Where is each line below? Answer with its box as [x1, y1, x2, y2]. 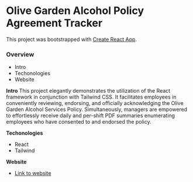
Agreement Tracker [6, 16, 103, 30]
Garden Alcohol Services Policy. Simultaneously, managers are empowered [6, 106, 188, 113]
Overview [6, 50, 35, 58]
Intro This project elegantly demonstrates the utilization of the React [6, 87, 171, 94]
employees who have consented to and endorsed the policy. [6, 118, 151, 125]
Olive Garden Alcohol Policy [6, 4, 144, 17]
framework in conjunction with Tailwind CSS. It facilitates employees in [6, 93, 177, 100]
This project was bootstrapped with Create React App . [6, 36, 137, 43]
